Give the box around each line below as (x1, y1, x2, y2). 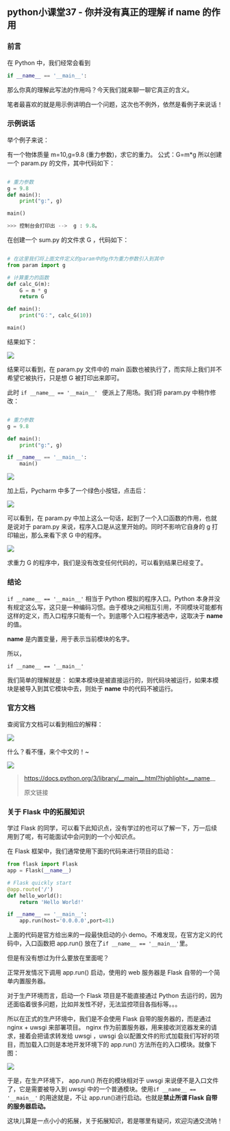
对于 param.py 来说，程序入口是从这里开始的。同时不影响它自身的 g (18, 523, 211, 531)
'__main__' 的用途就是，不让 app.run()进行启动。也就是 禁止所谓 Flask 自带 (7, 1093, 218, 1102)
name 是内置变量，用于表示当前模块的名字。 (7, 634, 133, 643)
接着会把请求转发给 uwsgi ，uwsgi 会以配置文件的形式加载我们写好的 (18, 1032, 214, 1040)
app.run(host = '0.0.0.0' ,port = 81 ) (19, 918, 115, 925)
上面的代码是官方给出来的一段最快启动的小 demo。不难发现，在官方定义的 (7, 931, 217, 939)
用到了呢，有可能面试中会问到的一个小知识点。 (7, 833, 139, 841)
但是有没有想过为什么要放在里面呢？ (7, 954, 110, 962)
